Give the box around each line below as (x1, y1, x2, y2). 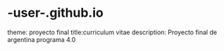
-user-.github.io (7, 5, 104, 21)
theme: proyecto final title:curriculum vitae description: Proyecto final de (7, 28, 217, 36)
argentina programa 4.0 (7, 35, 76, 43)
